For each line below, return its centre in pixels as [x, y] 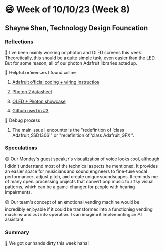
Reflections [19, 42]
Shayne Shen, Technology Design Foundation [77, 28]
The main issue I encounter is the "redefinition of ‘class [68, 130]
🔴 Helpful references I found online [41, 72]
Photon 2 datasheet [32, 91]
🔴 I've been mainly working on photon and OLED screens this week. [74, 52]
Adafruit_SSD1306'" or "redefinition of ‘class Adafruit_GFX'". [73, 135]
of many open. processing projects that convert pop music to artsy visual [79, 182]
